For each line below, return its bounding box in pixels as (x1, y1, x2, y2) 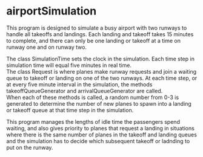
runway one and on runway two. (6, 43, 87, 51)
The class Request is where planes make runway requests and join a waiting (6, 68, 197, 75)
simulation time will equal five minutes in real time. (6, 62, 132, 69)
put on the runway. (6, 144, 53, 151)
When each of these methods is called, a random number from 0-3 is (6, 94, 179, 101)
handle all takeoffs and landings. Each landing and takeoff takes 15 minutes (6, 30, 194, 37)
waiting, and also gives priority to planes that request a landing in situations (6, 124, 195, 132)
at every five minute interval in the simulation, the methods (6, 80, 153, 88)
